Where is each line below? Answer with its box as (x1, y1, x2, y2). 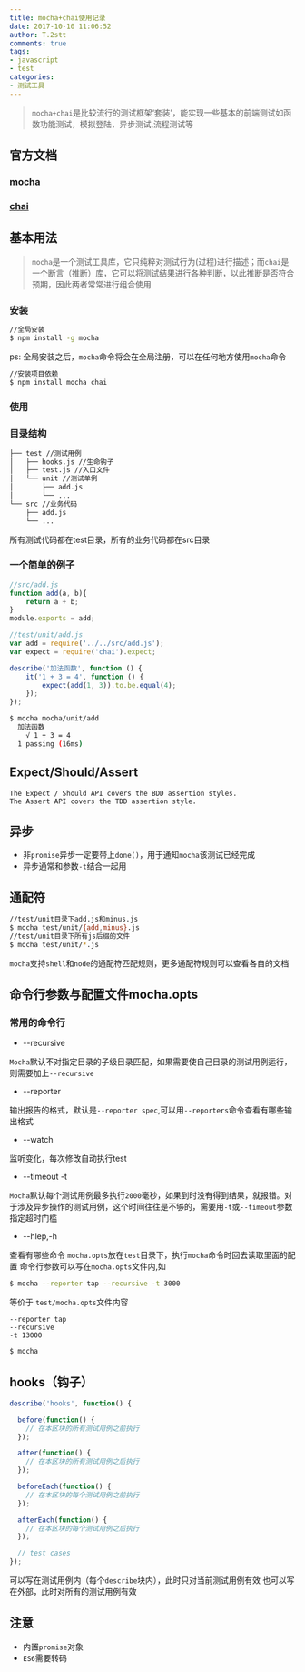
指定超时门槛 (9, 1213, 57, 1224)
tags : (9, 47, 30, 56)
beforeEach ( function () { (17, 1482, 112, 1492)
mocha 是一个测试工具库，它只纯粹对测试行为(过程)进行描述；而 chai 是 (31, 256, 290, 267)
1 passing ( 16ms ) (17, 739, 84, 749)
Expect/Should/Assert (9, 765, 139, 781)
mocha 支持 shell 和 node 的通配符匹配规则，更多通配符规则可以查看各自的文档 (9, 957, 290, 969)
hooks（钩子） (9, 1375, 93, 1390)
